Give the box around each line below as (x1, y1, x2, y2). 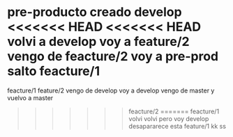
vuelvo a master (7, 93, 54, 102)
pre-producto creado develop (7, 4, 183, 20)
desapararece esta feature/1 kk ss (128, 122, 227, 130)
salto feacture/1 (7, 63, 100, 79)
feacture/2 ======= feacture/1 (128, 107, 220, 115)
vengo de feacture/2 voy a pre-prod (7, 49, 218, 65)
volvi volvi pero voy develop (128, 114, 209, 122)
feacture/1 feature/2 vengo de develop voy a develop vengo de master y (7, 86, 215, 95)
